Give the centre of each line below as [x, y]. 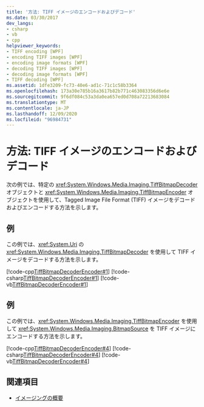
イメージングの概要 [39, 398]
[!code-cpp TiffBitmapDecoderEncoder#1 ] [58, 272]
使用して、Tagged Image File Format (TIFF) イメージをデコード [117, 200]
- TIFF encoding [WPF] [35, 52]
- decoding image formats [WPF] [47, 74]
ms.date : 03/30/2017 [32, 18]
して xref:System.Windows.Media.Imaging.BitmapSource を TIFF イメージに [101, 329]
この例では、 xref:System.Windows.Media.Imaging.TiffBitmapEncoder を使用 [102, 321]
